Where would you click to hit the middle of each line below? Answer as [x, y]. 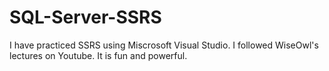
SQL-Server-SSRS [85, 17]
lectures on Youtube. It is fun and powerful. [98, 55]
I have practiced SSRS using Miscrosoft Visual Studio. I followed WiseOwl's [164, 45]
